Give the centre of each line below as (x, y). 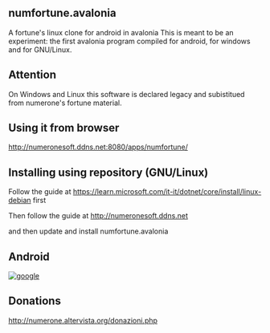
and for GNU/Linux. (40, 49)
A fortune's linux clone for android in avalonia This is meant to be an (121, 32)
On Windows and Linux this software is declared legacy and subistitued (127, 94)
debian (20, 201)
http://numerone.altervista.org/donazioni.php (83, 320)
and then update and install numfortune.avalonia (88, 231)
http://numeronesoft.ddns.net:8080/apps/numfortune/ (98, 147)
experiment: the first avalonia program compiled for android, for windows (129, 41)
